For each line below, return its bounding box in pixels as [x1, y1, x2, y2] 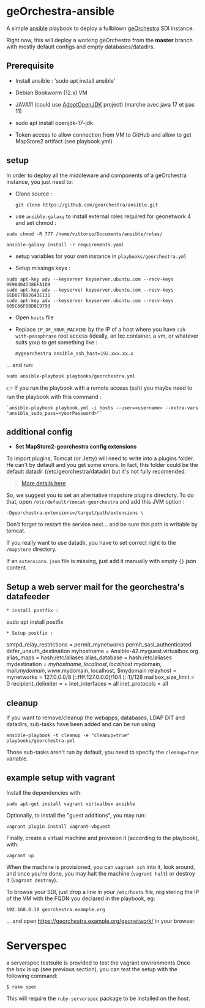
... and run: [6, 361, 34, 368]
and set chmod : [15, 219, 56, 226]
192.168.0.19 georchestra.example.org [6, 906, 105, 912]
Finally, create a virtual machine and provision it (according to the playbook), [6, 834, 199, 841]
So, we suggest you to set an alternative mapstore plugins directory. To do [6, 491, 194, 499]
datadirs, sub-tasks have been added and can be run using [6, 721, 155, 727]
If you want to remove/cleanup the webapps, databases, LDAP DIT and [6, 714, 185, 721]
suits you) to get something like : [15, 338, 98, 346]
